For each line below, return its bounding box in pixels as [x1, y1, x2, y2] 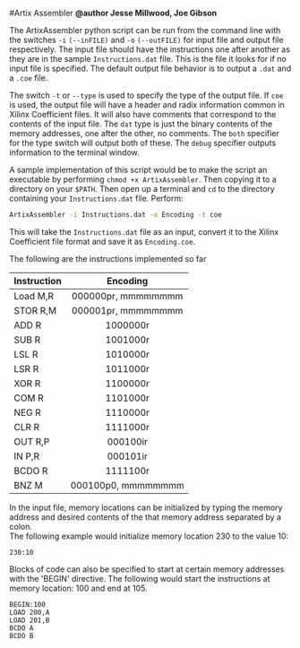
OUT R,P [13, 435, 50, 447]
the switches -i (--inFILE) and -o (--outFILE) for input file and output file [9, 35, 284, 45]
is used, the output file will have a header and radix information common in [9, 99, 285, 110]
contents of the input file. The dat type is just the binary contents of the [9, 118, 273, 129]
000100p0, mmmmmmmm [70, 479, 185, 491]
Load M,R [13, 289, 54, 302]
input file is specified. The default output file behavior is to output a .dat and [9, 63, 292, 73]
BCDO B [9, 631, 34, 640]
